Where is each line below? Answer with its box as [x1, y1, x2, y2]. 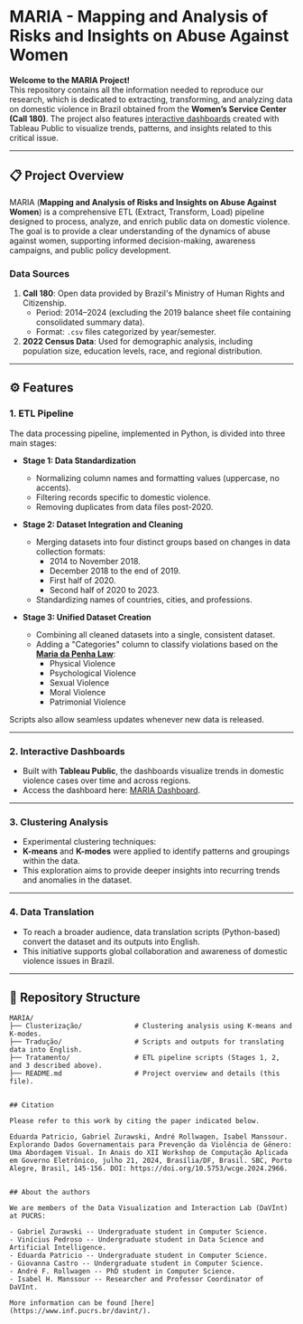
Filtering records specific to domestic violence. [35, 491, 211, 503]
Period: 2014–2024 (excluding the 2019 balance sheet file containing [35, 307, 291, 318]
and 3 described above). [9, 1061, 103, 1071]
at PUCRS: [9, 1212, 47, 1221]
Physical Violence [49, 657, 115, 668]
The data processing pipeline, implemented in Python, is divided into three [9, 428, 286, 439]
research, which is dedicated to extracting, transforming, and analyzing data [9, 93, 293, 105]
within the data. [22, 856, 81, 866]
